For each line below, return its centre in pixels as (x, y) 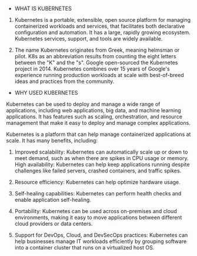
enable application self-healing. (53, 200)
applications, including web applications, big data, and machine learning (94, 110)
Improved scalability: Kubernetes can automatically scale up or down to (101, 152)
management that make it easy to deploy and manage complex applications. (98, 123)
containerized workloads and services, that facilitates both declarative (100, 26)
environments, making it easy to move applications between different (98, 217)
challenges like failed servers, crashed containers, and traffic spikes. (98, 171)
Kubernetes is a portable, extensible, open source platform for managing (103, 20)
